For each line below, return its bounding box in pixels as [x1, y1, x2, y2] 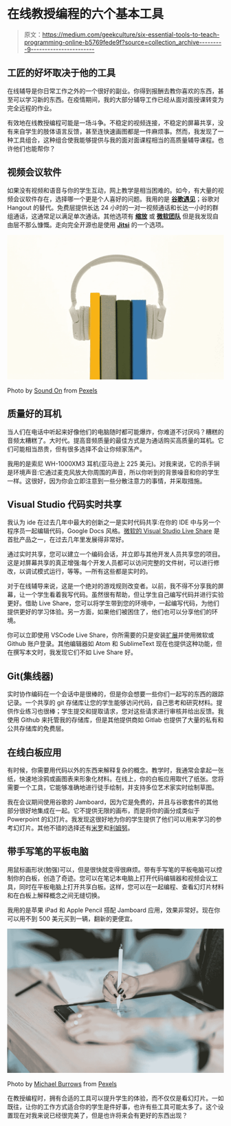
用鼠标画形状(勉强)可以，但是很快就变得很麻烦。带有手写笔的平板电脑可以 [7, 865, 217, 873]
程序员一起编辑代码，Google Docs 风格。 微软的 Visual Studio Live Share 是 [7, 527, 220, 535]
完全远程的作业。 [7, 104, 56, 112]
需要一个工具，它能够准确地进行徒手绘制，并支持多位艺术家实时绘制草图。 [7, 783, 218, 791]
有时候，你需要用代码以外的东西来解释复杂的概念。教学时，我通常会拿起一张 [7, 766, 224, 774]
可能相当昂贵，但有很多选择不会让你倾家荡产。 [12, 445, 146, 453]
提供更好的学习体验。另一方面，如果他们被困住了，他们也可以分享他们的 [7, 607, 212, 616]
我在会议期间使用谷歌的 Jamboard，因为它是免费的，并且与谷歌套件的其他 [7, 797, 219, 806]
